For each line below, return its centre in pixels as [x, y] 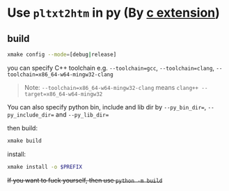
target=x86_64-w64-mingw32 [63, 94]
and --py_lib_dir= [82, 114]
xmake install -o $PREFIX [45, 167]
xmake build [24, 141]
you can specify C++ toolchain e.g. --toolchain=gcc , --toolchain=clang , [111, 68]
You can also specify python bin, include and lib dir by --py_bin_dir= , [107, 107]
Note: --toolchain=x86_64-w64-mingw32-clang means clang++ [111, 87]
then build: [23, 128]
